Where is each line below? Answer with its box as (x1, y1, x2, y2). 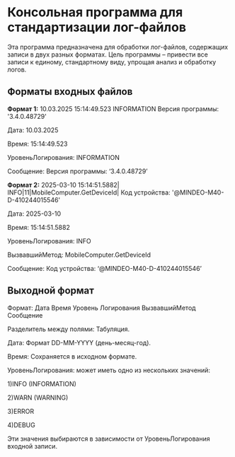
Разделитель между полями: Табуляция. (7, 325, 130, 333)
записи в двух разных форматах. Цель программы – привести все (7, 50, 209, 59)
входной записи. (7, 441, 58, 450)
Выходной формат (7, 284, 94, 297)
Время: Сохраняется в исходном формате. (7, 352, 137, 361)
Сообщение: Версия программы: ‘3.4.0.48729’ (7, 167, 148, 175)
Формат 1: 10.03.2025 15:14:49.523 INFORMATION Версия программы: (7, 104, 219, 113)
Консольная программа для (7, 4, 183, 21)
